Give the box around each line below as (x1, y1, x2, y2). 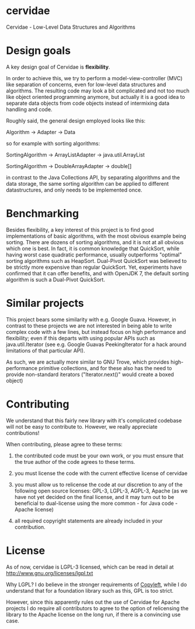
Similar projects (6, 297, 84, 310)
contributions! (6, 429, 40, 436)
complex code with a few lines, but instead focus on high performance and (6, 328, 186, 335)
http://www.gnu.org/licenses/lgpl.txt (6, 569, 93, 576)
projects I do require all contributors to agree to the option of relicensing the (6, 604, 189, 611)
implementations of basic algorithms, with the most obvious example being (6, 233, 187, 240)
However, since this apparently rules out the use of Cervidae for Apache (6, 599, 180, 606)
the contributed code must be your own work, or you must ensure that (14, 452, 184, 459)
